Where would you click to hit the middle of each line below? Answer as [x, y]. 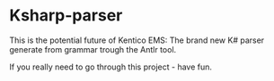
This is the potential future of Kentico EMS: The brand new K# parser [137, 40]
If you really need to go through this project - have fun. [111, 67]
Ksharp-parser [66, 16]
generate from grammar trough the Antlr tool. [93, 49]
